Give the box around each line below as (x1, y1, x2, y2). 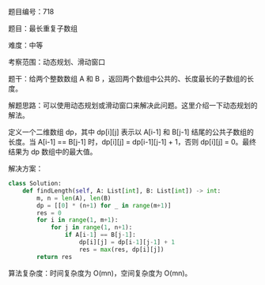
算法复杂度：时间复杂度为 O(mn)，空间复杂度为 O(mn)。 (8, 268, 192, 278)
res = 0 (36, 208, 62, 217)
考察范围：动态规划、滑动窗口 (8, 58, 105, 66)
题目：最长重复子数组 (8, 24, 78, 33)
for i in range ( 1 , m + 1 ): (36, 216, 119, 224)
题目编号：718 (8, 7, 55, 16)
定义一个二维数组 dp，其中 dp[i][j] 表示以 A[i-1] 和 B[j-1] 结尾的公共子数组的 (8, 127, 255, 137)
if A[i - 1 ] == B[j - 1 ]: (64, 231, 136, 239)
